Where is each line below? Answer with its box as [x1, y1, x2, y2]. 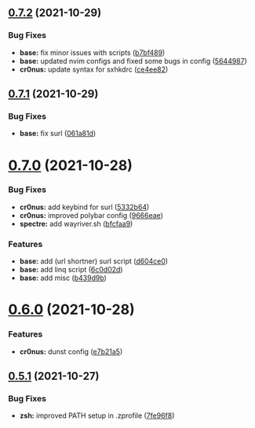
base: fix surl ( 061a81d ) [19, 129, 97, 138]
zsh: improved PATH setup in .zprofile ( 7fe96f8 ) [19, 411, 175, 420]
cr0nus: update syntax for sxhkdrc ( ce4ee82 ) [19, 65, 169, 74]
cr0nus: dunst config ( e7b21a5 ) [19, 346, 123, 356]
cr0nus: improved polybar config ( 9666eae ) [19, 210, 163, 220]
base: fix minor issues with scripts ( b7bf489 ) [19, 47, 166, 57]
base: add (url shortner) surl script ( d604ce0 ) [19, 256, 169, 266]
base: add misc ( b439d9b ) [19, 273, 107, 282]
